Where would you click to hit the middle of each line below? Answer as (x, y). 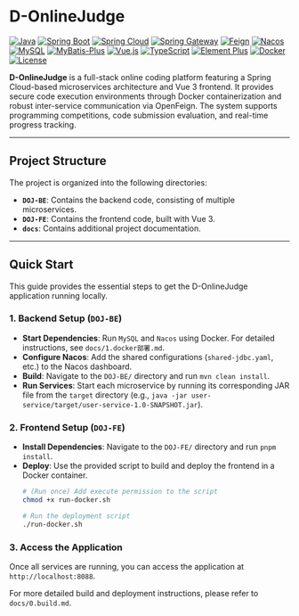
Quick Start (41, 265)
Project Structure (58, 161)
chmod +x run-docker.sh (66, 500)
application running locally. (59, 295)
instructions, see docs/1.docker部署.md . (93, 347)
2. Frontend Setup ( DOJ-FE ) (68, 427)
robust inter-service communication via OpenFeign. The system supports (143, 105)
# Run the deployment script (76, 516)
